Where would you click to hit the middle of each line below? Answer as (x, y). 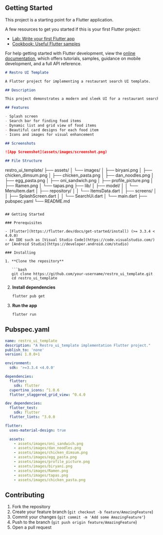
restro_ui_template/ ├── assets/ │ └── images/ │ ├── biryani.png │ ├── (79, 170)
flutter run (24, 314)
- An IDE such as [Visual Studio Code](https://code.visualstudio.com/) (80, 240)
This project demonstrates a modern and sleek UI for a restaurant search (82, 99)
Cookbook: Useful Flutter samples (46, 44)
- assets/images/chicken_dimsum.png (51, 453)
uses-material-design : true (38, 430)
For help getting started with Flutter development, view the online (70, 53)
